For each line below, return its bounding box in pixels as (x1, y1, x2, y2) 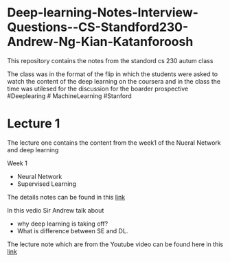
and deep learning (7, 145, 59, 154)
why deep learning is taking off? (16, 219, 108, 228)
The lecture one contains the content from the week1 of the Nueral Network (7, 139, 221, 147)
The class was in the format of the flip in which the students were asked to (7, 70, 218, 78)
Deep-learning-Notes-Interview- (7, 5, 199, 21)
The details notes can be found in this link (7, 193, 126, 201)
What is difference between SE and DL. (16, 226, 128, 235)
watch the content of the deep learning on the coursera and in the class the (7, 77, 221, 85)
